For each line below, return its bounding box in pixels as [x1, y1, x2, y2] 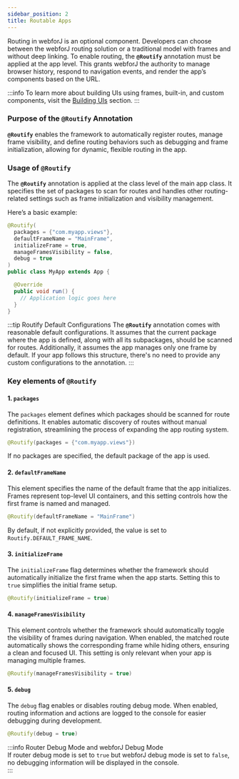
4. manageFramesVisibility [7, 610, 86, 618]
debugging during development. [7, 716, 102, 725]
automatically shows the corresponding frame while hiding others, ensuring [7, 641, 230, 649]
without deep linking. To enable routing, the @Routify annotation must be [7, 51, 221, 61]
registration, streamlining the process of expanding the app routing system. [7, 425, 229, 434]
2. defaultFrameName [7, 468, 66, 477]
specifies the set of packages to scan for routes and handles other [7, 187, 203, 195]
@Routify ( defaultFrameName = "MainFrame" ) [7, 513, 136, 520]
